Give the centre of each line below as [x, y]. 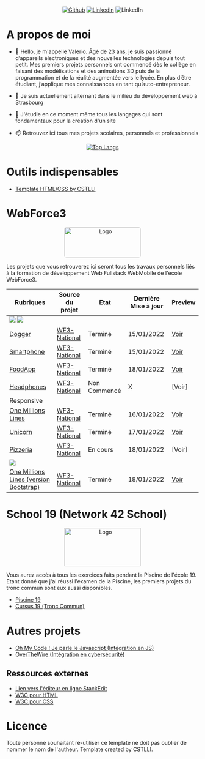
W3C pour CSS [34, 701]
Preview [184, 302]
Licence [27, 726]
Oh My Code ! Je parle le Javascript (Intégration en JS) [85, 648]
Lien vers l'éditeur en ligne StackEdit [61, 688]
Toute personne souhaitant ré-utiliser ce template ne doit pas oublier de [97, 743]
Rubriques [30, 302]
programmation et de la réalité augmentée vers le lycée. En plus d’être [103, 77]
